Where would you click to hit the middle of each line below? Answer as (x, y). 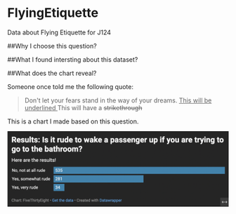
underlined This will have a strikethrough (83, 107)
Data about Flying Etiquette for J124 (59, 32)
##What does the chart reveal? (52, 73)
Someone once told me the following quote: (71, 86)
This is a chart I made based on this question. (73, 121)
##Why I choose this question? (52, 46)
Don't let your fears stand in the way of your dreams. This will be (118, 100)
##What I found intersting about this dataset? (73, 59)
